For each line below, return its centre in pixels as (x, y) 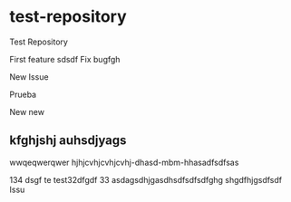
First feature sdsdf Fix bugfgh (65, 59)
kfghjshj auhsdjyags (68, 141)
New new (27, 111)
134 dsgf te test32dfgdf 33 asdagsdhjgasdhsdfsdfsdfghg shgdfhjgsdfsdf (146, 179)
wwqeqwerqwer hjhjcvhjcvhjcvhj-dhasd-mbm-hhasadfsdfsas (124, 162)
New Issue (29, 77)
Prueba (23, 94)
